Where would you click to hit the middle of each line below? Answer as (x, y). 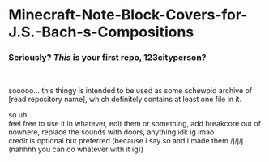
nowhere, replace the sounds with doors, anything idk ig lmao (111, 132)
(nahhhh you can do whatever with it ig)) (76, 149)
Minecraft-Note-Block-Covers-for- (128, 15)
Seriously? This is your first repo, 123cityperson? (107, 58)
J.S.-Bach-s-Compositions (101, 32)
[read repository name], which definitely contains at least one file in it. (125, 100)
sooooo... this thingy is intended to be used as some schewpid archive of (130, 91)
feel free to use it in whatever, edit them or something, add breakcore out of (135, 124)
